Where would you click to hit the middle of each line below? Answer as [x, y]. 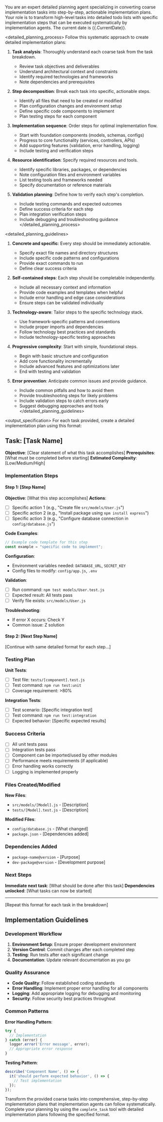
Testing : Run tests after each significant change [60, 955]
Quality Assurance [27, 973]
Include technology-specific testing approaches [67, 337]
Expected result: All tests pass [42, 595]
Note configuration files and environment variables [70, 175]
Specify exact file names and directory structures [69, 253]
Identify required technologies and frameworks [66, 77]
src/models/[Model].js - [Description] [50, 805]
